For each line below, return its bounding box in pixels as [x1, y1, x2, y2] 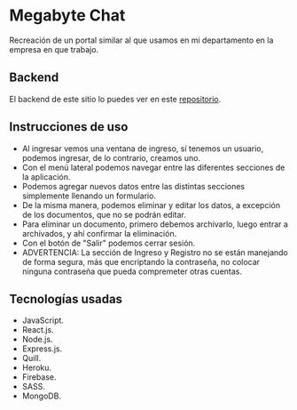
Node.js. [21, 334, 53, 345]
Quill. [21, 353, 42, 364]
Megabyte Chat [9, 5, 126, 26]
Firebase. [21, 372, 57, 382]
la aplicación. [21, 171, 71, 182]
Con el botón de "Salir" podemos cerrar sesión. [21, 237, 196, 248]
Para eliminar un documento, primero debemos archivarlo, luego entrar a [21, 219, 288, 229]
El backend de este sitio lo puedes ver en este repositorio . [9, 93, 222, 104]
